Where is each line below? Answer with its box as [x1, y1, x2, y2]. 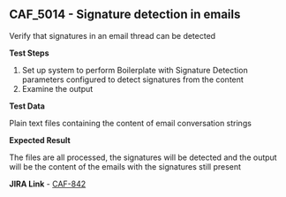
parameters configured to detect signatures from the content [21, 74, 245, 85]
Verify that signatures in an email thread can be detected [9, 30, 216, 41]
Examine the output [21, 83, 94, 94]
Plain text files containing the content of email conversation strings [9, 117, 252, 128]
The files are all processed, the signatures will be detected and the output [9, 152, 277, 163]
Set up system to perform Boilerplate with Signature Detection [21, 64, 249, 75]
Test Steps [9, 48, 50, 58]
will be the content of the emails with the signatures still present [9, 161, 241, 171]
